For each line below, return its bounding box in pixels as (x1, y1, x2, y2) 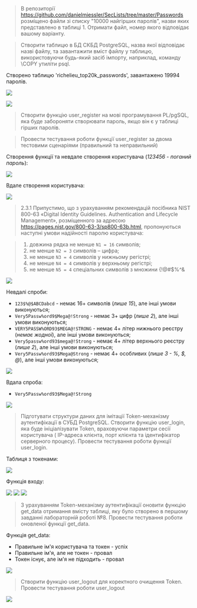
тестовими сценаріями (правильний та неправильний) (20, 142, 158, 149)
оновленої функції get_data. (20, 520, 90, 527)
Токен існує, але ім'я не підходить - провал (14, 556, 124, 563)
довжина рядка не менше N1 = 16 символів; (29, 241, 141, 248)
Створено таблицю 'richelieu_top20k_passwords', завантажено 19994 (6, 72, 180, 78)
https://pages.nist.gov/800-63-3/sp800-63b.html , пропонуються (20, 224, 181, 230)
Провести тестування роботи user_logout (20, 584, 125, 591)
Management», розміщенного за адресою (20, 217, 126, 224)
